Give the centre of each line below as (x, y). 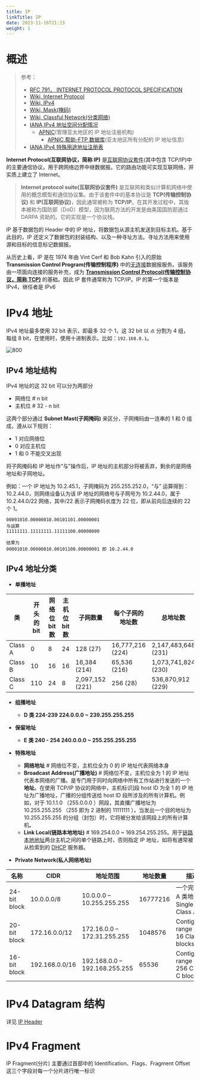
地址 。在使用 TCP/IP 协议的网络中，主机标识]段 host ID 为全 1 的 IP (105, 788)
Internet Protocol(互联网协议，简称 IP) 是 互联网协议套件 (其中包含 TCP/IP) (96, 160)
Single (184, 904)
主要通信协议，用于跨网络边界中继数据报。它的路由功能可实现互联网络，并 (102, 167)
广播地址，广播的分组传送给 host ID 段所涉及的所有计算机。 (107, 795)
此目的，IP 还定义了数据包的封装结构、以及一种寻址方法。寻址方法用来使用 (98, 237)
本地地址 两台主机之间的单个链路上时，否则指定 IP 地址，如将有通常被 (108, 840)
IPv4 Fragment (43, 1046)
